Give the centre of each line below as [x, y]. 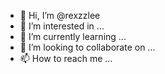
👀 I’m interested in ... [62, 26]
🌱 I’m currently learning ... [73, 36]
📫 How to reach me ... [66, 58]
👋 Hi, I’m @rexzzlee [60, 15]
